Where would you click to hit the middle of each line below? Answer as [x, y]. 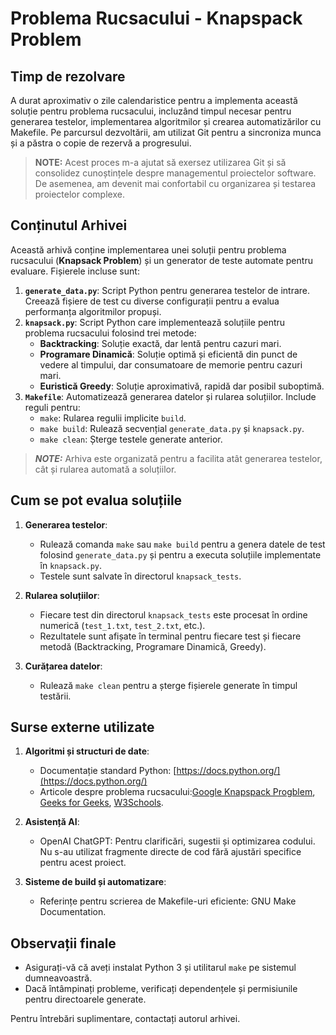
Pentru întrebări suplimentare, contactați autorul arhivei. [125, 1019]
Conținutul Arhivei [69, 225]
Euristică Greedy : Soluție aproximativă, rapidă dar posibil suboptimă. [182, 386]
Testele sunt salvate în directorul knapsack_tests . [140, 576]
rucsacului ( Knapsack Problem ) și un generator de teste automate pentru [161, 260]
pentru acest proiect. [83, 863]
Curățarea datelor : [63, 666]
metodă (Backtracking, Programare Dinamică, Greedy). [153, 646]
